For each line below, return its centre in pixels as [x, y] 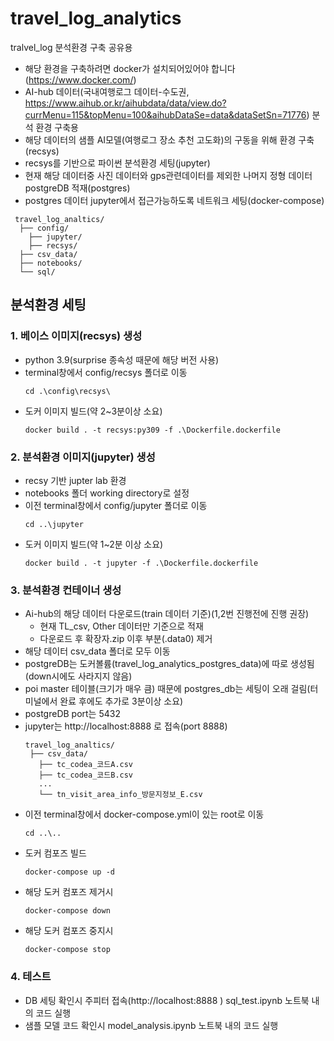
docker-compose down [67, 911]
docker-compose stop [67, 950]
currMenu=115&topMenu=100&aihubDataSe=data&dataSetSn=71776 [165, 114]
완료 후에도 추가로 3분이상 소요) [121, 701]
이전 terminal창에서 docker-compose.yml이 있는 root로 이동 [144, 814]
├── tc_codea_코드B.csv [86, 775]
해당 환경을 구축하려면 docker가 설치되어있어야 [117, 68]
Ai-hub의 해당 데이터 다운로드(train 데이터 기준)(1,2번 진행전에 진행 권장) [167, 614]
